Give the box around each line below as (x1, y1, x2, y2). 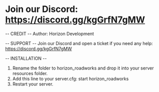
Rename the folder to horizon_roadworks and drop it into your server (12, 65, 154, 71)
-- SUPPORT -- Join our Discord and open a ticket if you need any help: (5, 40, 153, 46)
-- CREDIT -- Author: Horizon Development (5, 30, 94, 36)
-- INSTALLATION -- (5, 55, 47, 61)
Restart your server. (12, 81, 53, 87)
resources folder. (12, 70, 48, 76)
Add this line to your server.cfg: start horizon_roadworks (12, 75, 129, 81)
